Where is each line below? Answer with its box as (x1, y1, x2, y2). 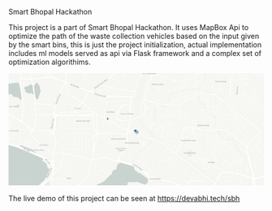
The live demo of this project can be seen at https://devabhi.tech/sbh (8, 193, 240, 203)
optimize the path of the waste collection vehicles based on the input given (8, 32, 260, 41)
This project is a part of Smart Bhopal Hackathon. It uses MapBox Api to (8, 23, 249, 32)
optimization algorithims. (8, 57, 91, 67)
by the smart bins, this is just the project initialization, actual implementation (8, 40, 262, 50)
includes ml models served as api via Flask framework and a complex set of (8, 49, 262, 58)
